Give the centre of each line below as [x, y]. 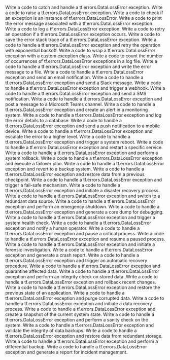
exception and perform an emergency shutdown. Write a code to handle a [82, 207]
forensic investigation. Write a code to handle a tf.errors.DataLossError [79, 250]
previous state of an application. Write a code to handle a [65, 293]
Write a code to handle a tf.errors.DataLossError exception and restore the [83, 287]
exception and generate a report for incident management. [66, 352]
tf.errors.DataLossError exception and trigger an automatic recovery [76, 260]
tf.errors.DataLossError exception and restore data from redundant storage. [84, 336]
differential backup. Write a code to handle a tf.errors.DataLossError [76, 347]
